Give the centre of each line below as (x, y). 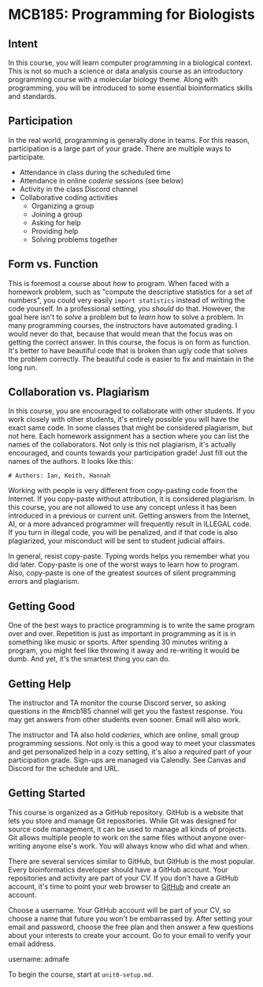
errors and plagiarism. (44, 582)
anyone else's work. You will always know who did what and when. (141, 846)
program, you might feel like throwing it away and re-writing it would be (124, 650)
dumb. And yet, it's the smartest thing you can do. (89, 659)
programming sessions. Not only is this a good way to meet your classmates (132, 744)
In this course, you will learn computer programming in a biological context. (131, 62)
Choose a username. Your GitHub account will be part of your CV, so (119, 910)
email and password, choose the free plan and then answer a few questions (131, 927)
